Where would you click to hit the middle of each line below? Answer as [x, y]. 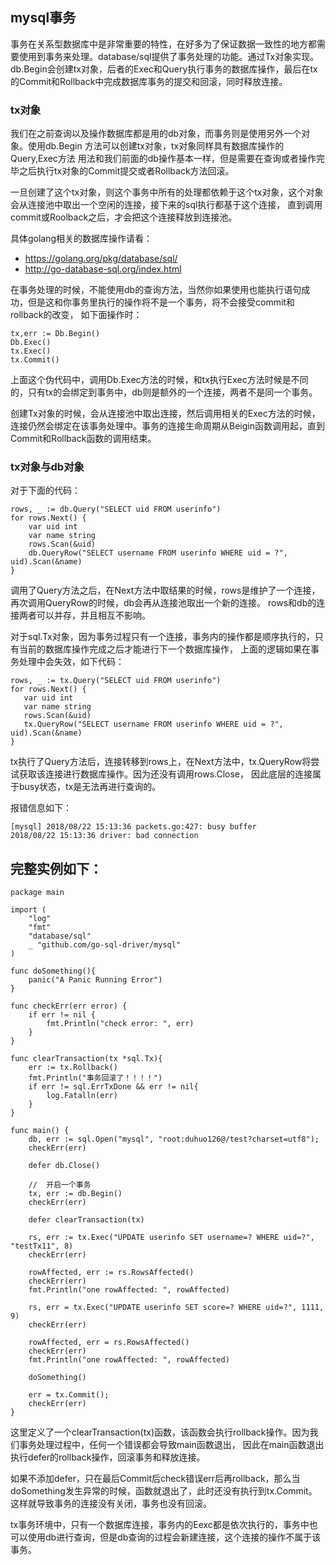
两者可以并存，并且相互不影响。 [84, 615]
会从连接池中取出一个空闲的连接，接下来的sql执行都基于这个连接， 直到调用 [166, 205]
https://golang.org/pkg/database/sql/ [101, 259]
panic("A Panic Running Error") [95, 980]
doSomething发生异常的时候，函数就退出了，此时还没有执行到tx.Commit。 [164, 1491]
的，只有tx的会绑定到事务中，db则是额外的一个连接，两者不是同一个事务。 [164, 392]
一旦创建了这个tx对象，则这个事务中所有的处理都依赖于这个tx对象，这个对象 [167, 192]
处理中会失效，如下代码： [71, 662]
